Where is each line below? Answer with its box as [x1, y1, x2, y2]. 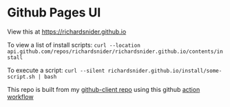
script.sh [7, 73, 36, 80]
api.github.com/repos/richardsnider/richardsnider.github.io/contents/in [7, 48, 224, 55]
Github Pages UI [7, 5, 101, 21]
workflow [7, 93, 34, 101]
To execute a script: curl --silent [7, 66, 105, 74]
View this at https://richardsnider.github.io [7, 27, 127, 36]
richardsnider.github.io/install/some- [107, 67, 222, 74]
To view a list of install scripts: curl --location [7, 40, 141, 49]
